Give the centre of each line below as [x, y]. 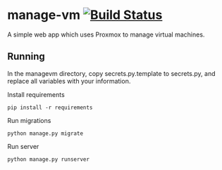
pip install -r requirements [50, 107]
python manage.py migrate [45, 133]
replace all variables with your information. [69, 81]
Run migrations [29, 120]
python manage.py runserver [49, 159]
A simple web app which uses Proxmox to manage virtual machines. [106, 34]
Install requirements [36, 94]
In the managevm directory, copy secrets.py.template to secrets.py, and [111, 73]
